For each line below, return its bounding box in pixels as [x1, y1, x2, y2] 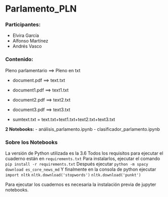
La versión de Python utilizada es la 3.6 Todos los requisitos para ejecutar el [5, 150, 163, 157]
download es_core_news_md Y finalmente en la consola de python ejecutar [5, 166, 156, 172]
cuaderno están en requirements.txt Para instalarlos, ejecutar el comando [5, 156, 160, 162]
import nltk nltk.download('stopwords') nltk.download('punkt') [5, 173, 141, 178]
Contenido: [5, 56, 34, 63]
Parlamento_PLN [5, 3, 77, 15]
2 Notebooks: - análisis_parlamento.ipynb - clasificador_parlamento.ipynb [5, 126, 160, 132]
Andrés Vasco [12, 43, 42, 50]
